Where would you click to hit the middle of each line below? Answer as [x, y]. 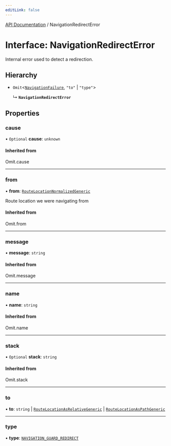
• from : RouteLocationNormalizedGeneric [48, 191]
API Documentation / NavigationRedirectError [53, 24]
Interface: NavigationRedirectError [80, 45]
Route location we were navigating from [47, 201]
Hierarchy [21, 75]
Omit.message [20, 276]
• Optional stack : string [31, 357]
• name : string [21, 305]
